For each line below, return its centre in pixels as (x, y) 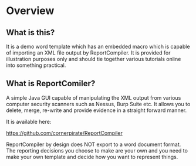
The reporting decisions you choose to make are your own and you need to (97, 150)
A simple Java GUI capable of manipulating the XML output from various (94, 97)
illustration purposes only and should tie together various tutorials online (94, 59)
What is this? (31, 33)
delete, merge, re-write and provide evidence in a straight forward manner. (96, 110)
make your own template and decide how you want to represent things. (92, 157)
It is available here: (29, 121)
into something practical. (36, 65)
